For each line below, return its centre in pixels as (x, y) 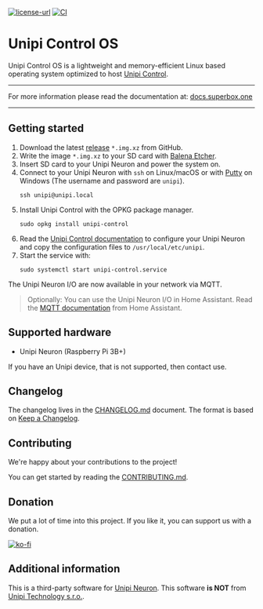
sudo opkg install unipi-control (74, 224)
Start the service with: (55, 255)
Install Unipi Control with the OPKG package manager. (106, 210)
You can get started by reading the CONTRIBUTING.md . (98, 477)
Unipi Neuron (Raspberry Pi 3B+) (73, 351)
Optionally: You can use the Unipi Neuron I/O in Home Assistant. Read (140, 299)
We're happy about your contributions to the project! (93, 462)
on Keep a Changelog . (44, 418)
